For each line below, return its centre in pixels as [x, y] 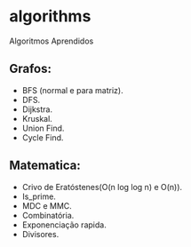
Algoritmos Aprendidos [52, 41]
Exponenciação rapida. [64, 225]
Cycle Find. [43, 137]
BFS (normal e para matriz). [72, 90]
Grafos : [30, 69]
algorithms [50, 16]
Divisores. [40, 234]
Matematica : [45, 166]
